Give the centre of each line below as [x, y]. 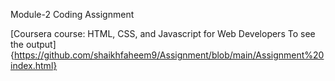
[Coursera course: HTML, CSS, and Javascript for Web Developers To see [163, 33]
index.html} [34, 65]
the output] [33, 44]
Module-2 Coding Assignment [72, 14]
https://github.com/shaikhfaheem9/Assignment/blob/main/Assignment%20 [169, 55]
